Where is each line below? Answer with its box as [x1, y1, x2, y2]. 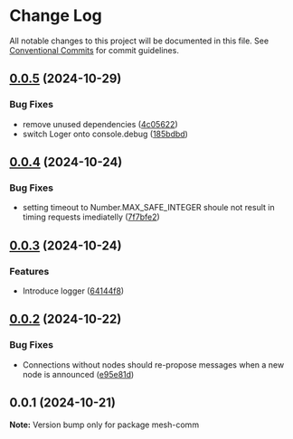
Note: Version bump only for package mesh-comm [9, 419, 200, 430]
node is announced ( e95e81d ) [22, 369, 135, 379]
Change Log [9, 5, 102, 26]
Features [9, 265, 50, 277]
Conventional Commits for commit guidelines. [9, 44, 179, 55]
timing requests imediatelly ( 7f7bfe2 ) [22, 211, 160, 222]
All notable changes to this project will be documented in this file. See [9, 35, 269, 46]
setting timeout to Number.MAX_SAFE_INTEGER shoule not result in [22, 202, 275, 213]
